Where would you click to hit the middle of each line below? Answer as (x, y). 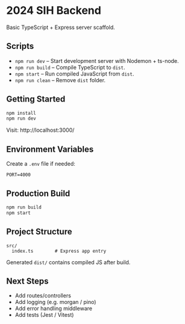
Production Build (38, 193)
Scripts (20, 46)
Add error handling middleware (54, 308)
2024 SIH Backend (54, 11)
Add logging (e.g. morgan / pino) (55, 302)
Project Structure (39, 232)
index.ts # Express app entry (59, 251)
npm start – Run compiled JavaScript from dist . (74, 74)
